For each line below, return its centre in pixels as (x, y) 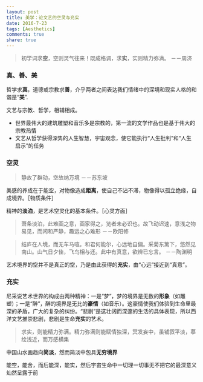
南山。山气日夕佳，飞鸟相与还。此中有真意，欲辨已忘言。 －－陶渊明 (106, 252)
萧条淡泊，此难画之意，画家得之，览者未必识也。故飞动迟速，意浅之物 (108, 223)
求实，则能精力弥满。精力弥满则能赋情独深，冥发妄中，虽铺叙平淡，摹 (108, 332)
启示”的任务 (29, 146)
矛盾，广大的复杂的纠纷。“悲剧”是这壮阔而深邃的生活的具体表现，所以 (104, 311)
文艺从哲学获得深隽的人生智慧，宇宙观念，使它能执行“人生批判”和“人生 (103, 138)
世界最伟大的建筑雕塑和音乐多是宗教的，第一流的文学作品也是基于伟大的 (105, 123)
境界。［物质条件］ (34, 198)
